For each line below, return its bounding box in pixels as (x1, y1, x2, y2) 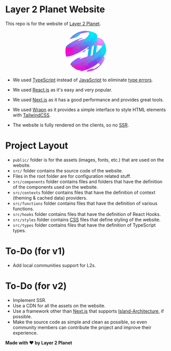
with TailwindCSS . (12, 112, 51, 118)
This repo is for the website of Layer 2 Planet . (5, 20, 101, 27)
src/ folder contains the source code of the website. (12, 167, 124, 173)
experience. (12, 330, 38, 336)
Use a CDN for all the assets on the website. (12, 302, 106, 309)
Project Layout (5, 140, 68, 151)
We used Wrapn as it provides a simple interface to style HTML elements (12, 106, 166, 113)
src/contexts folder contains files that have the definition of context (12, 189, 156, 195)
